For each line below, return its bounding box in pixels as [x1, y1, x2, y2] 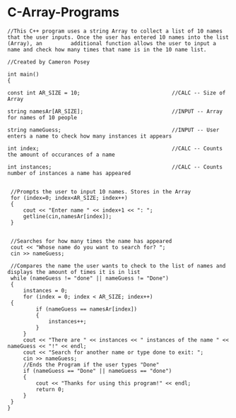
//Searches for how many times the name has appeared [10, 237, 172, 244]
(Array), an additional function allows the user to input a [7, 40, 217, 47]
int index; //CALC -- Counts [7, 145, 223, 152]
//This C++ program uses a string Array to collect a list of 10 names [7, 28, 223, 35]
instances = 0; [23, 287, 69, 294]
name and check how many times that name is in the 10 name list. [7, 46, 207, 53]
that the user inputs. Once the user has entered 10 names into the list [7, 33, 230, 41]
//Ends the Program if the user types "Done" [23, 361, 160, 368]
